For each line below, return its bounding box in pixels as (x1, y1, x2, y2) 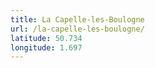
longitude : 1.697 (10, 42, 83, 53)
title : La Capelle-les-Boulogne (10, 14, 145, 25)
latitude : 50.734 (10, 33, 83, 43)
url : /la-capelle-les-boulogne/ (10, 24, 145, 34)
